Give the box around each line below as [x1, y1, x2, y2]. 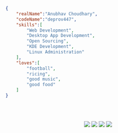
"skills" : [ [16, 22, 43, 28]
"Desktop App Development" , [26, 33, 95, 39]
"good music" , [26, 76, 61, 82]
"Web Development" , [26, 27, 75, 33]
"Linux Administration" [26, 49, 85, 55]
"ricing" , [26, 71, 50, 77]
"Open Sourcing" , [26, 38, 69, 44]
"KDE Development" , [26, 44, 75, 50]
